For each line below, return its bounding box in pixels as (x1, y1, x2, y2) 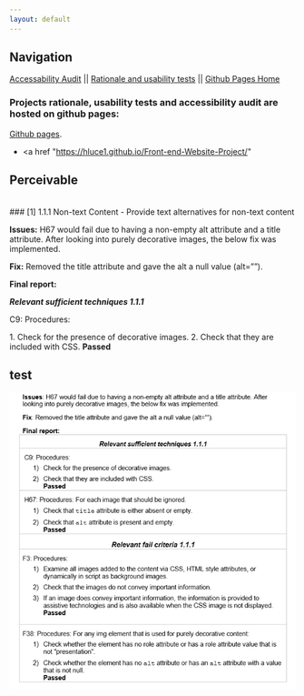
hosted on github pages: (9, 107, 120, 120)
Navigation (9, 50, 73, 66)
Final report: (9, 278, 57, 289)
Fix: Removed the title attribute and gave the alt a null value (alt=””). (9, 260, 263, 272)
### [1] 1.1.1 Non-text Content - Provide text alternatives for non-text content (9, 206, 295, 217)
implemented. (9, 243, 61, 254)
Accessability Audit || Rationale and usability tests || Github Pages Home (9, 74, 280, 85)
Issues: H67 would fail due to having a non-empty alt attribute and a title (9, 224, 281, 235)
